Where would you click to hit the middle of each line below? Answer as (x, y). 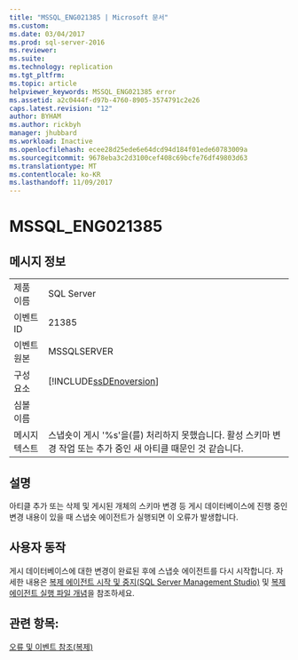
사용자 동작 (38, 548)
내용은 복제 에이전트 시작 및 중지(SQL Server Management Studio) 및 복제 (156, 582)
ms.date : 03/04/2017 (47, 34)
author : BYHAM (35, 116)
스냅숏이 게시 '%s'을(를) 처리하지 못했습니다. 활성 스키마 (159, 435)
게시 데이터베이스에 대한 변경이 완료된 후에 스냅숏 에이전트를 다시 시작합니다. (142, 570)
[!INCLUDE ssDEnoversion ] (104, 381)
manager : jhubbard (43, 133)
